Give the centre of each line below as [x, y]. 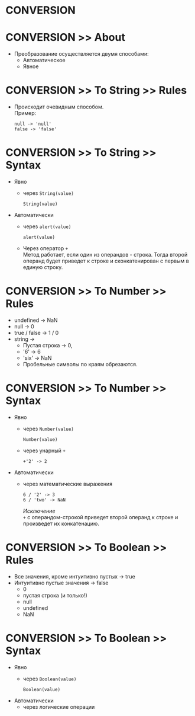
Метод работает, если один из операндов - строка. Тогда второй [105, 255]
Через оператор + [45, 248]
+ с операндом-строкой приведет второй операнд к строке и [100, 517]
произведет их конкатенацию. [61, 523]
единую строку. [43, 267]
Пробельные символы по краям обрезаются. [80, 364]
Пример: [25, 113]
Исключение [39, 511]
